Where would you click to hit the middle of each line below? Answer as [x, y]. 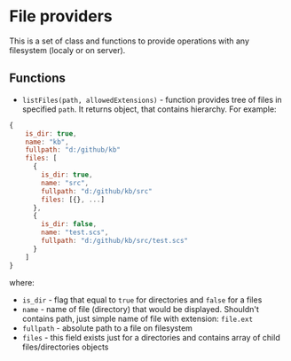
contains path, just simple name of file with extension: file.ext [138, 318]
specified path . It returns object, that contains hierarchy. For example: [149, 109]
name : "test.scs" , [75, 232]
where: [22, 282]
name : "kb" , [47, 142]
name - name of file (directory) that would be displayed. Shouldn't [141, 309]
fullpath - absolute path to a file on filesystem [107, 328]
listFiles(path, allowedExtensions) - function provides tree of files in [152, 99]
